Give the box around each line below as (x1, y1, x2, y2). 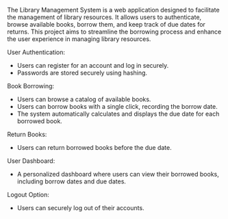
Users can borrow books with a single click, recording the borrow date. (16, 103, 218, 110)
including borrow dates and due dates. (16, 177, 127, 185)
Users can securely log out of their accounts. (16, 204, 145, 211)
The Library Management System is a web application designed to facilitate (7, 6, 220, 14)
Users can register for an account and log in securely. (16, 62, 169, 69)
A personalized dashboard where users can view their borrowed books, (16, 170, 219, 178)
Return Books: (7, 130, 47, 138)
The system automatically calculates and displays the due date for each (16, 109, 220, 118)
